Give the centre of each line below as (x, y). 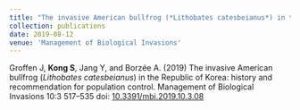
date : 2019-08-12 (42, 34)
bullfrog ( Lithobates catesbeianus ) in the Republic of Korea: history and (141, 78)
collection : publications (57, 26)
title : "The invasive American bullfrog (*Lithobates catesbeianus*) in (147, 17)
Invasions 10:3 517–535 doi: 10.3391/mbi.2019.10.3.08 (107, 97)
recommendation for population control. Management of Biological (132, 87)
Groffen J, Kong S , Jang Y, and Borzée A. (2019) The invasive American (141, 68)
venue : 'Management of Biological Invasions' (95, 42)
